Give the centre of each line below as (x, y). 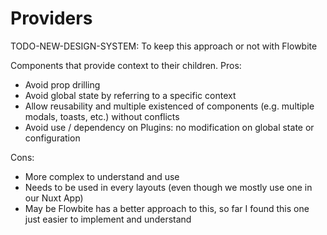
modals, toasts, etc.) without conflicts (102, 116)
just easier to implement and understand (108, 219)
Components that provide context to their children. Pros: (126, 65)
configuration (52, 138)
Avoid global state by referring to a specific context (130, 95)
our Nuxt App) (54, 198)
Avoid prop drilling (62, 84)
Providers (51, 18)
